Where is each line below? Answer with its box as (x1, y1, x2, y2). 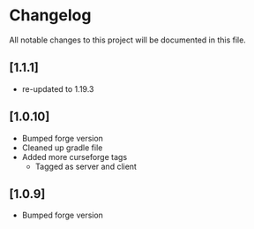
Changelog (9, 5, 92, 26)
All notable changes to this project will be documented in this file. (9, 34, 247, 45)
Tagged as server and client (34, 161, 137, 172)
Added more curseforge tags (21, 151, 128, 162)
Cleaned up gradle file (21, 142, 103, 153)
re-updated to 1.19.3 (21, 83, 94, 94)
